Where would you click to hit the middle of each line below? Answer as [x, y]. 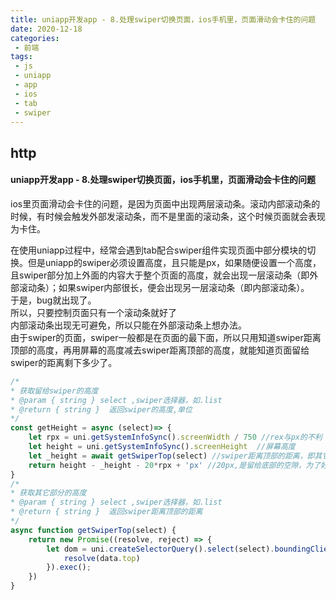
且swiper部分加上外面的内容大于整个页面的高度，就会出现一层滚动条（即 [160, 275]
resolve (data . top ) [102, 558]
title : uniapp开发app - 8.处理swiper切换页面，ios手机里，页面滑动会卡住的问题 [163, 19]
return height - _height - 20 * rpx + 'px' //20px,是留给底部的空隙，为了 [175, 465]
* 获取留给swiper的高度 [54, 391]
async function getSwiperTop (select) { [93, 530]
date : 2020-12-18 [46, 29]
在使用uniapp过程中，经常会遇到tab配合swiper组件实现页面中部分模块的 [159, 250]
